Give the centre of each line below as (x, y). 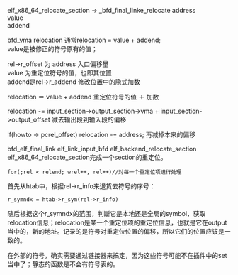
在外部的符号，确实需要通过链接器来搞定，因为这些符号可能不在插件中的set (118, 255)
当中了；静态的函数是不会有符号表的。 (63, 264)
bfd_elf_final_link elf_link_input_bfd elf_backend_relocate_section (102, 149)
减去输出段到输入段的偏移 (89, 119)
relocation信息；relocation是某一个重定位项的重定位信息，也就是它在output (117, 222)
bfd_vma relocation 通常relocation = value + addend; (84, 40)
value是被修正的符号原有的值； (52, 49)
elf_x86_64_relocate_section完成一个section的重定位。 (87, 157)
